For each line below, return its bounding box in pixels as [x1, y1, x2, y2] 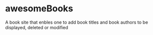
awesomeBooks [5, 3, 74, 14]
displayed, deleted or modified [5, 24, 69, 30]
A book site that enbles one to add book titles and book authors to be [5, 19, 148, 25]
